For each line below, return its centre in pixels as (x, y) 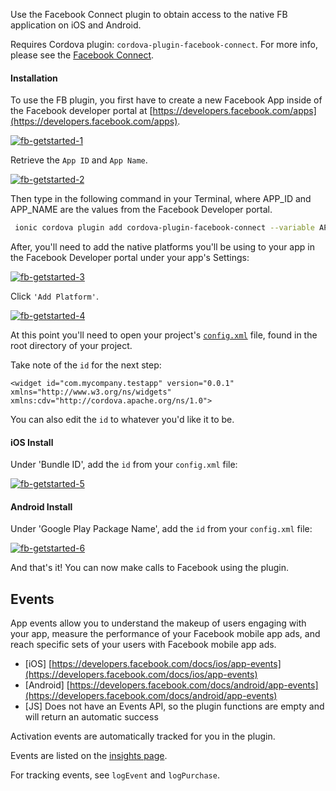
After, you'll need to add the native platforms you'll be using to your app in (162, 247)
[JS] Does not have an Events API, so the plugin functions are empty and (174, 706)
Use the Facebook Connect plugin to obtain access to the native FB (149, 14)
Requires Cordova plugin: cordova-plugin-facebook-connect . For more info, (164, 44)
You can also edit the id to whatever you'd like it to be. (122, 420)
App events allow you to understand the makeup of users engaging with (158, 623)
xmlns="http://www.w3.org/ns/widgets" (91, 392)
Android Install (41, 506)
